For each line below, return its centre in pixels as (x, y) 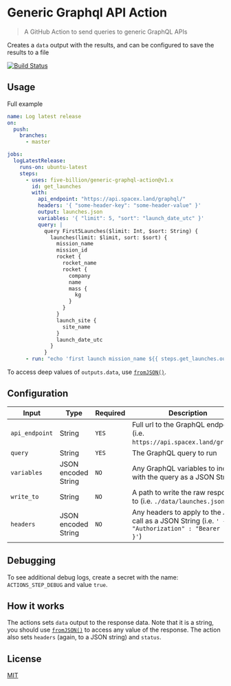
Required (110, 412)
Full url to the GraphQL (168, 424)
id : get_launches (56, 186)
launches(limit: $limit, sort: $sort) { (109, 237)
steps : (29, 173)
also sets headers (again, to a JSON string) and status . (84, 637)
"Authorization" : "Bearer (176, 528)
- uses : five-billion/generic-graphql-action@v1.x (99, 180)
